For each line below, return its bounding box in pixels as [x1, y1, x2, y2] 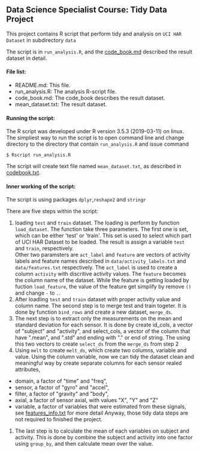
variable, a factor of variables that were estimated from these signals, [14, 403, 187, 410]
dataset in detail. [6, 54, 47, 62]
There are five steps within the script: [6, 208, 99, 215]
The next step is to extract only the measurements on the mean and [14, 315, 183, 322]
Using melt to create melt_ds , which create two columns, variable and [14, 347, 187, 354]
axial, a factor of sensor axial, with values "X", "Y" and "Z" [14, 397, 159, 404]
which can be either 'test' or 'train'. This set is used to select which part [14, 232, 192, 239]
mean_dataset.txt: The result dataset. [14, 101, 107, 108]
